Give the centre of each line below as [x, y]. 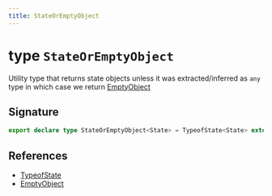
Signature [34, 112]
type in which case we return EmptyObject [80, 86]
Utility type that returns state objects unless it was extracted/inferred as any [134, 78]
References [38, 155]
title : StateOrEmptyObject [54, 16]
